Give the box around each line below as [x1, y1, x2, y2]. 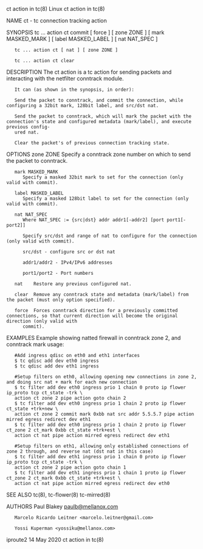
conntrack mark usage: [6, 341, 64, 348]
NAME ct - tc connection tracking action [6, 17, 108, 24]
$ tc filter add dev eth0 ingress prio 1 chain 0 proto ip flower [14, 384, 187, 391]
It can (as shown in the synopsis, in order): [14, 87, 135, 93]
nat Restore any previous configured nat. [14, 281, 132, 287]
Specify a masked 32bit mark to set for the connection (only [22, 174, 184, 180]
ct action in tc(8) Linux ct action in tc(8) [6, 5, 105, 12]
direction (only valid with [6, 318, 78, 324]
